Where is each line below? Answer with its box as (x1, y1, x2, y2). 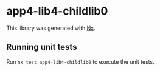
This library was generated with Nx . (6, 24, 96, 32)
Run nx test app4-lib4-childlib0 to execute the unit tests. (6, 58, 155, 65)
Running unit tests (6, 42, 77, 52)
